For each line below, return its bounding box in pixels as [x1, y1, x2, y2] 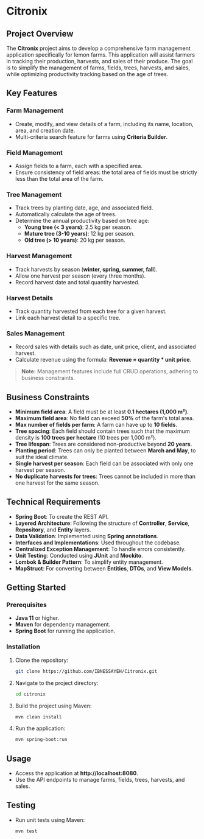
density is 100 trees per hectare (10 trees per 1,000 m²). [15, 434, 157, 441]
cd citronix [15, 691, 46, 697]
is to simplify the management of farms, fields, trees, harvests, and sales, [6, 64, 191, 71]
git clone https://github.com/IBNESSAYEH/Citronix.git [15, 668, 158, 674]
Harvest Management [6, 251, 72, 260]
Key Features [6, 88, 58, 99]
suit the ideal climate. [15, 453, 69, 460]
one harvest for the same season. [15, 479, 100, 486]
